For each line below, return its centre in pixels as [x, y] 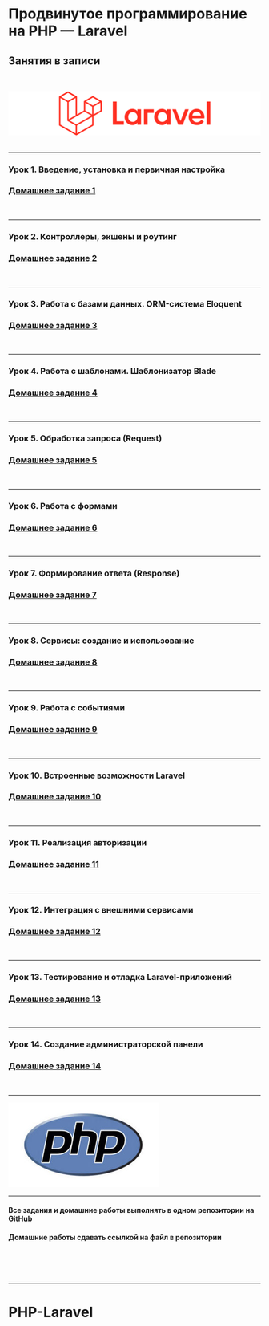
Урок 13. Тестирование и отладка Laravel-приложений [120, 978]
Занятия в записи [54, 61]
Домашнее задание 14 [55, 1066]
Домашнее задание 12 [55, 931]
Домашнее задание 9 [53, 730]
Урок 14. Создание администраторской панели [106, 1044]
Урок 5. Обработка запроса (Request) [85, 438]
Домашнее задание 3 [53, 325]
